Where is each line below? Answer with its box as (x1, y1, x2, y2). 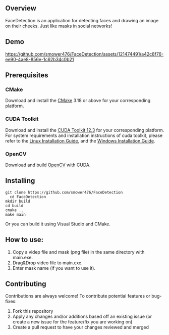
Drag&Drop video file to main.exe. (12, 260, 83, 266)
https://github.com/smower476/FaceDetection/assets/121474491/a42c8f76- (5, 51, 164, 57)
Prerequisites (5, 71, 48, 80)
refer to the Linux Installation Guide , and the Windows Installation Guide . (5, 137, 155, 143)
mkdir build (5, 199, 30, 204)
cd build (5, 203, 24, 208)
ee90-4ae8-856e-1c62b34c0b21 (5, 56, 74, 62)
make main (5, 212, 26, 217)
